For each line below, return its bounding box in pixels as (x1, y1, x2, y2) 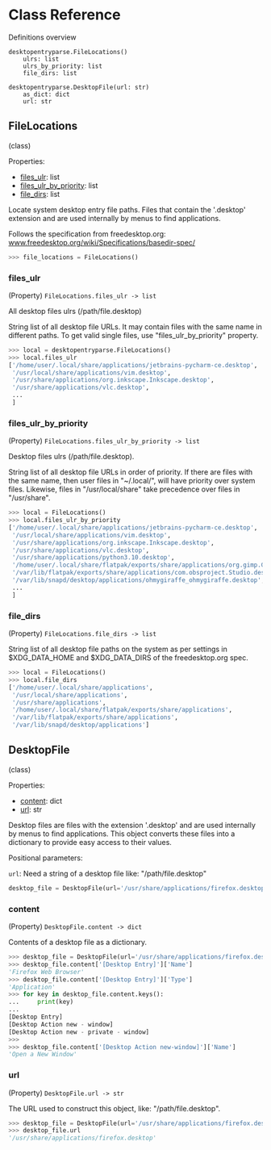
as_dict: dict (23, 90, 70, 98)
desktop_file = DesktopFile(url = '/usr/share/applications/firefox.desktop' (8, 884, 269, 893)
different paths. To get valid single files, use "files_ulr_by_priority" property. (8, 330, 259, 340)
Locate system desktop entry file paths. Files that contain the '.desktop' (8, 204, 246, 215)
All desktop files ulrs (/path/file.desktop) (8, 306, 143, 316)
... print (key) (8, 998, 74, 1006)
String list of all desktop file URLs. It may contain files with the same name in (8, 321, 262, 332)
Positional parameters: (8, 853, 83, 863)
